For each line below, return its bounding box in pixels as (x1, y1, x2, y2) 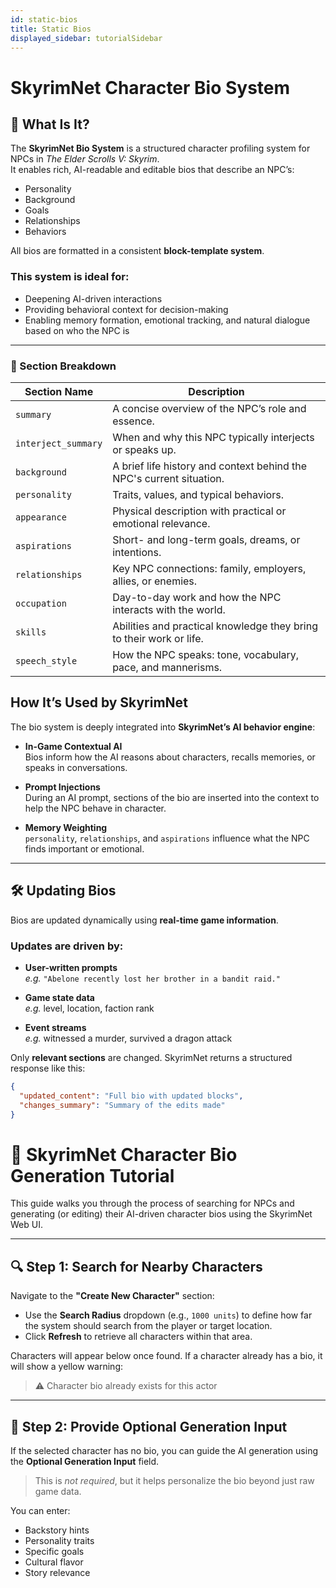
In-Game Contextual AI (24, 740, 123, 752)
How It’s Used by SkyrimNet (10, 694, 188, 711)
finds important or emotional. (24, 842, 145, 855)
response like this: (10, 1062, 86, 1074)
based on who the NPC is (24, 324, 130, 336)
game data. (34, 1485, 82, 1497)
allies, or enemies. (112, 574, 198, 588)
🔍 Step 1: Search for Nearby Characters (10, 1258, 263, 1275)
